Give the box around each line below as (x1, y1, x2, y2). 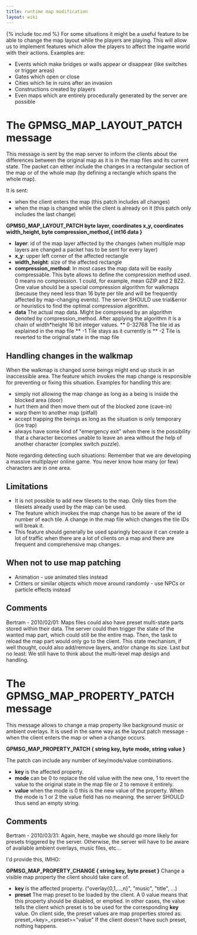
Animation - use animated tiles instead (14, 573, 108, 581)
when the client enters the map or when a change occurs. (6, 734, 146, 741)
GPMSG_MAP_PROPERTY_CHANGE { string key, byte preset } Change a (6, 867, 185, 874)
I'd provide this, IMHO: (6, 856, 61, 863)
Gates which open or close (14, 73, 80, 80)
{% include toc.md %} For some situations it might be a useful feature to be (6, 30, 189, 37)
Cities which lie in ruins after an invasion (14, 79, 113, 86)
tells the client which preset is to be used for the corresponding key (14, 904, 179, 911)
